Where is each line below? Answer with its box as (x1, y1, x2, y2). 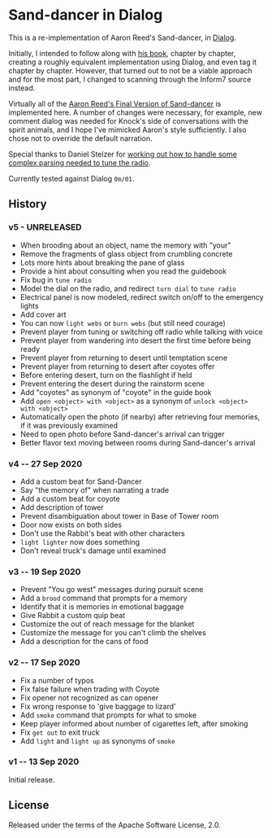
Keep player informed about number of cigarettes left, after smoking (19, 718, 248, 728)
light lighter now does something (19, 537, 140, 546)
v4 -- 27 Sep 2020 (8, 458, 83, 469)
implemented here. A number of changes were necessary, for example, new (8, 107, 262, 117)
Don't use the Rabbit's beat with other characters (19, 528, 185, 538)
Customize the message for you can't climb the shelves (19, 628, 207, 638)
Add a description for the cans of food (19, 637, 149, 647)
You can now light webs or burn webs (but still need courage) (19, 318, 226, 327)
